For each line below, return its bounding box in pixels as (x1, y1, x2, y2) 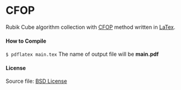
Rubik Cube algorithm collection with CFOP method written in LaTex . (5, 23, 176, 31)
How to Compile (5, 37, 46, 44)
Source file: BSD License (5, 77, 68, 85)
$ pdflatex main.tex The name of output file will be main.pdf (5, 50, 159, 58)
